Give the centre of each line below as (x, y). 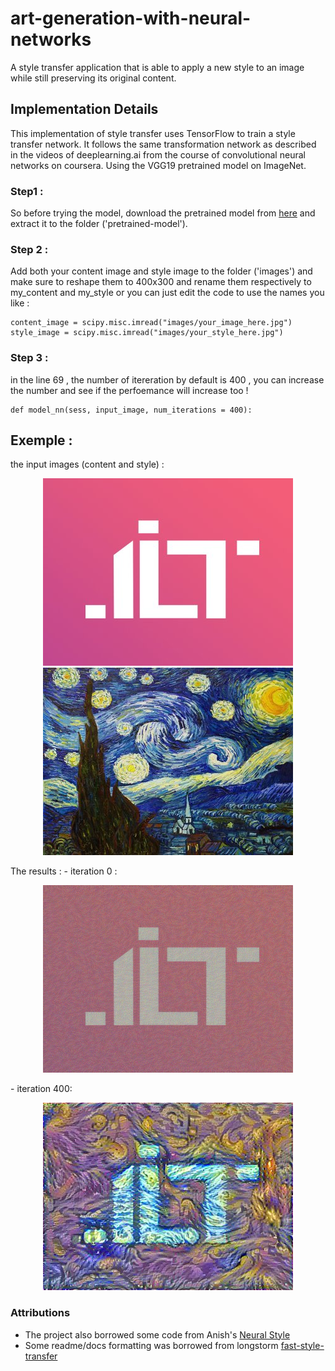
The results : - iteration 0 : (64, 871)
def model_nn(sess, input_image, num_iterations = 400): (131, 410)
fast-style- (302, 1345)
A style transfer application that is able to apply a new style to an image (157, 67)
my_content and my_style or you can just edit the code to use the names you (167, 293)
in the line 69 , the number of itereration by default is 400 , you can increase (167, 379)
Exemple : (41, 440)
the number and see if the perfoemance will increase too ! (129, 390)
